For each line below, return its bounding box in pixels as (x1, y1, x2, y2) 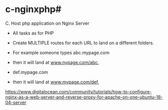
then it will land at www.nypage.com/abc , (12, 59, 99, 65)
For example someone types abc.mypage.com (12, 49, 110, 56)
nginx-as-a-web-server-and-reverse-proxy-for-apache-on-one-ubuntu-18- (5, 94, 163, 100)
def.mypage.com (12, 69, 48, 75)
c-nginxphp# (5, 4, 62, 15)
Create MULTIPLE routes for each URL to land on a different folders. (12, 39, 154, 46)
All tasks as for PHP (12, 30, 54, 36)
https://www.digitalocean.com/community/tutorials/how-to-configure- (5, 88, 152, 94)
